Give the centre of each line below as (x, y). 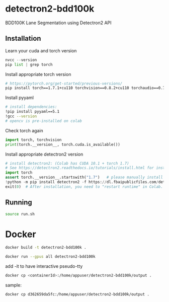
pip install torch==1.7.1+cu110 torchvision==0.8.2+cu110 (67, 88)
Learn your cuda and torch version (41, 50)
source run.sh (20, 214)
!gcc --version (21, 116)
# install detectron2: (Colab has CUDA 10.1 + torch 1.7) (67, 163)
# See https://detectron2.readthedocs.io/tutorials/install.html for (80, 168)
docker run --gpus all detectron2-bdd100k (50, 257)
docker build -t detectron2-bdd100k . (46, 248)
